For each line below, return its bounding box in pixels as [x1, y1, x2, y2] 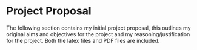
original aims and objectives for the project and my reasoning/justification [6, 30, 190, 37]
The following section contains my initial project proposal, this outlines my [6, 24, 191, 31]
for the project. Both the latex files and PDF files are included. [6, 37, 160, 44]
